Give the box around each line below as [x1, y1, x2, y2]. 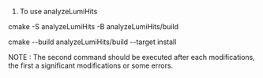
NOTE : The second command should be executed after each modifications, [8, 53, 255, 61]
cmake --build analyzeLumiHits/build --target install [8, 37, 177, 46]
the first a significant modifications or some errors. [8, 61, 174, 70]
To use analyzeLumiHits [19, 7, 98, 16]
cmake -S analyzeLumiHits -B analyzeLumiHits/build [8, 22, 179, 31]
